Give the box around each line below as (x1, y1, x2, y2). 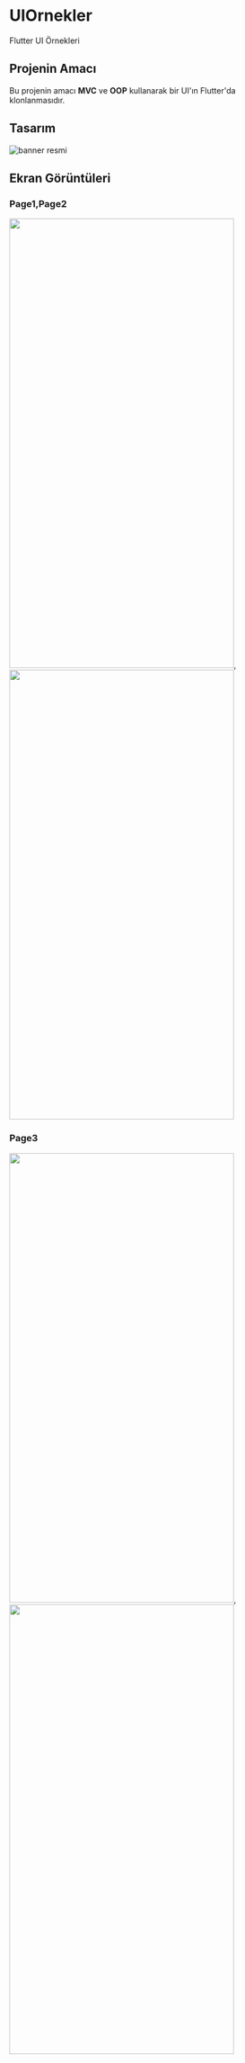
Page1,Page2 (9, 197, 67, 210)
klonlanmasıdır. (9, 94, 66, 105)
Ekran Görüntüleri (9, 170, 111, 185)
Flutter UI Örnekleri (9, 35, 81, 46)
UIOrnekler (9, 5, 92, 26)
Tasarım (9, 121, 57, 136)
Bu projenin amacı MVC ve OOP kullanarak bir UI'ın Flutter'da (9, 85, 236, 95)
